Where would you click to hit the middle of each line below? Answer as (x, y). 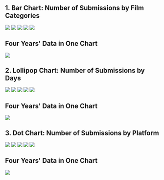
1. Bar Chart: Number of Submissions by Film (75, 8)
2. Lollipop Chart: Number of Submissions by (75, 71)
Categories (23, 16)
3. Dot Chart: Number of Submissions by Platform (82, 133)
